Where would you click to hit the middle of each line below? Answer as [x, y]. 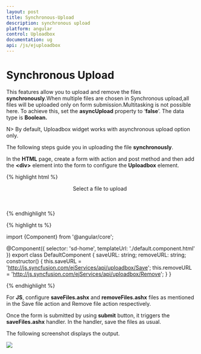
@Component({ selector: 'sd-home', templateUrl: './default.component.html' [101, 248]
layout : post [23, 12]
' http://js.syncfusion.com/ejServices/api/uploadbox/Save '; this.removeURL [99, 267]
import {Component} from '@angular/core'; [60, 237]
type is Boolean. [27, 117]
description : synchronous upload [48, 23]
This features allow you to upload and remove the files [74, 92]
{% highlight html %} [32, 177]
